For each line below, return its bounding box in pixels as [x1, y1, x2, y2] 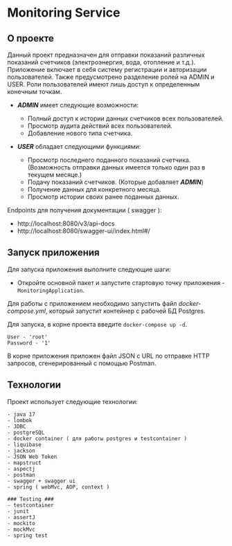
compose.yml [7, 307, 46, 315]
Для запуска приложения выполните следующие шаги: [7, 265, 171, 273]
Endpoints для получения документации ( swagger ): [7, 206, 162, 214]
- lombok [7, 417, 33, 424]
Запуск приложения [7, 247, 100, 259]
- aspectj [7, 465, 36, 472]
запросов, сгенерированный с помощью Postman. [7, 358, 157, 367]
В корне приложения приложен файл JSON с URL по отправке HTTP [7, 352, 210, 360]
